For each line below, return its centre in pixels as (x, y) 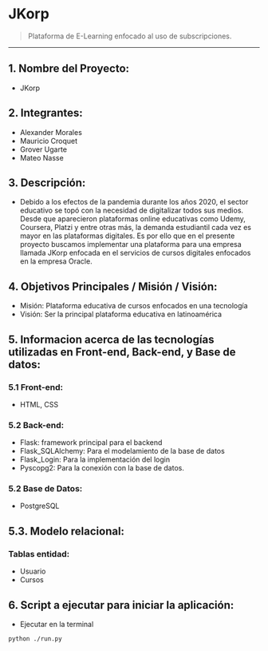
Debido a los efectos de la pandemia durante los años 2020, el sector (134, 202)
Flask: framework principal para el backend (91, 443)
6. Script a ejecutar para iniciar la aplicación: (121, 605)
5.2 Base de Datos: (45, 489)
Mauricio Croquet (49, 141)
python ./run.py (35, 639)
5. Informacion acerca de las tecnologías (111, 339)
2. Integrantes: (46, 113)
